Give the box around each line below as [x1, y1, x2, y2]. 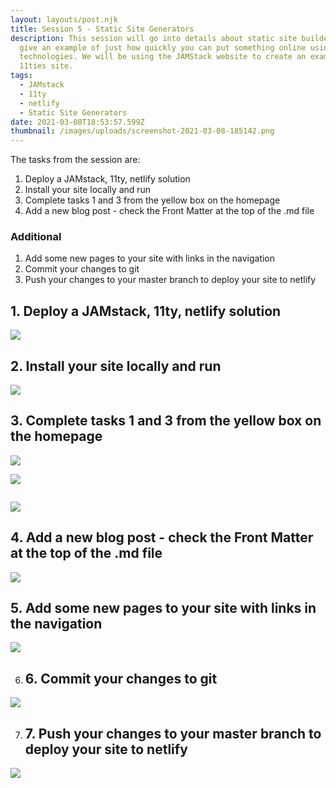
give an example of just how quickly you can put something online [19, 42, 307, 53]
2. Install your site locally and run [10, 357, 222, 375]
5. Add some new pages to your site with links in [10, 600, 317, 617]
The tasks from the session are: [10, 154, 141, 166]
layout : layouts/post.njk [10, 14, 118, 25]
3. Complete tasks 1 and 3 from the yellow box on [10, 412, 322, 430]
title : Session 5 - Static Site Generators [10, 24, 195, 34]
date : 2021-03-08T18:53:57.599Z [10, 117, 145, 127]
